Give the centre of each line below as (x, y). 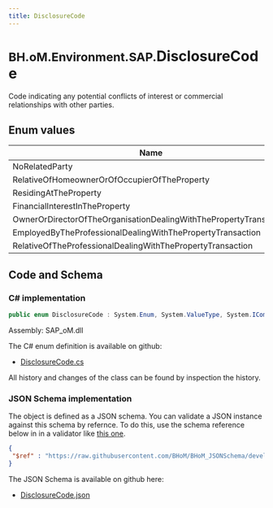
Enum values (42, 130)
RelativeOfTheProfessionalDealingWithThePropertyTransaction (133, 246)
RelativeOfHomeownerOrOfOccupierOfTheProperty (111, 180)
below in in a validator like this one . (67, 434)
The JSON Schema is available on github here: (86, 479)
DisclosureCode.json (55, 495)
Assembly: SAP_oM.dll (46, 330)
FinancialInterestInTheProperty (71, 206)
